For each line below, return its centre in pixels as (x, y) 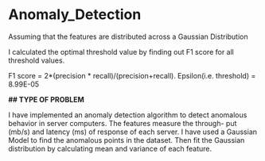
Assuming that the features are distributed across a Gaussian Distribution (128, 36)
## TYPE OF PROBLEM (47, 99)
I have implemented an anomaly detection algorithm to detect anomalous (128, 115)
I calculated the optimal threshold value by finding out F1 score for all (121, 52)
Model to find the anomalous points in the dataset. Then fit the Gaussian (127, 140)
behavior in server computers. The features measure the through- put (123, 123)
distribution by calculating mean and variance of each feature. (110, 148)
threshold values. (37, 60)
